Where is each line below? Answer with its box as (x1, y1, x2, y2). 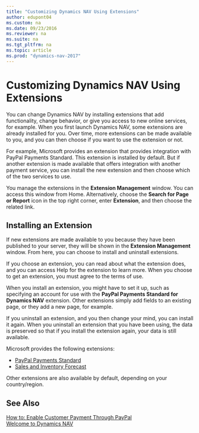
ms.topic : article (6, 48, 52, 53)
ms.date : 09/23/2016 (6, 25, 58, 31)
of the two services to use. (6, 173, 72, 180)
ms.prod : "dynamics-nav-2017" (6, 53, 81, 59)
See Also (6, 398, 40, 408)
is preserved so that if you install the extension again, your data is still (6, 327, 176, 334)
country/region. (6, 381, 45, 388)
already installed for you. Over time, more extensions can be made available (6, 129, 192, 137)
